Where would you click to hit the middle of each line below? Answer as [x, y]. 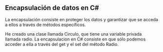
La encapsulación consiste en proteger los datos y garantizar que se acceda [81, 19]
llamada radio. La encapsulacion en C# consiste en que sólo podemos [75, 39]
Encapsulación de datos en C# [52, 8]
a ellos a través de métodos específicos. [45, 25]
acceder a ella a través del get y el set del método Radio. [62, 44]
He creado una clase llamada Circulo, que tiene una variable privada [73, 34]
